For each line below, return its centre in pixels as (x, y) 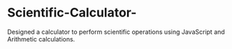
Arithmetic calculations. (41, 39)
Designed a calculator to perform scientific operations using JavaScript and (116, 32)
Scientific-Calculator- (72, 13)
